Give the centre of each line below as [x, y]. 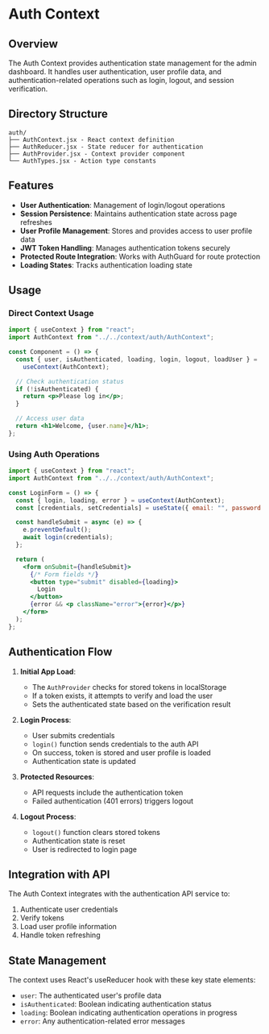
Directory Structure [58, 114]
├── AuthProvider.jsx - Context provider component [97, 154]
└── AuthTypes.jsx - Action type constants [83, 161]
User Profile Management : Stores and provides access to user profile [136, 230]
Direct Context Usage [51, 313]
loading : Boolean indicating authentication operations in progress [128, 1013]
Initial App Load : [48, 671]
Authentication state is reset [79, 841]
